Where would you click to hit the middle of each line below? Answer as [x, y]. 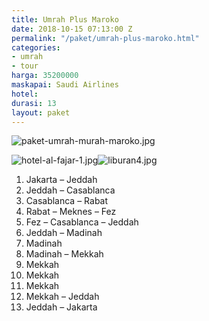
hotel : [25, 94]
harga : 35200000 [45, 76]
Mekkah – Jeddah [62, 297]
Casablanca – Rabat [67, 201]
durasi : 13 [34, 103]
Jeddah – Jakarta [61, 307]
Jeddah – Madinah [64, 233]
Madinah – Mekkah [64, 254]
